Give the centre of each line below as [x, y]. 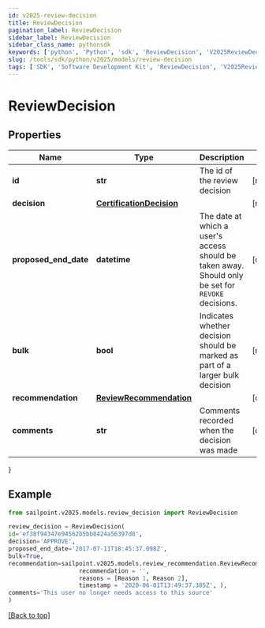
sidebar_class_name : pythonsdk [60, 45]
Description [222, 157]
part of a [215, 365]
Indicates [217, 315]
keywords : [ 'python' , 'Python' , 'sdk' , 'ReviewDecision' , [105, 52]
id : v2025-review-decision [52, 15]
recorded [217, 420]
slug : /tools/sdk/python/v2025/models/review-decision [100, 60]
